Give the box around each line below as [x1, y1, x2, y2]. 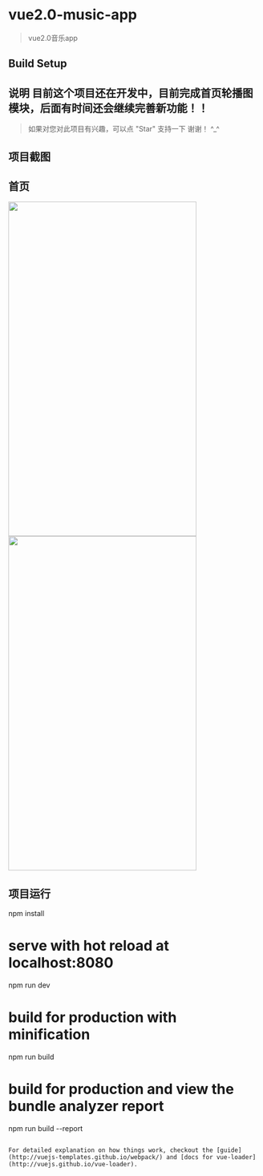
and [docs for [165, 1153, 214, 1161]
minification [8, 1025, 91, 1044]
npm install [8, 909, 45, 918]
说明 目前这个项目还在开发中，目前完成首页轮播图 [8, 86, 253, 99]
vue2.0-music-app [8, 6, 138, 24]
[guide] [216, 1146, 242, 1154]
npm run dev [8, 980, 51, 990]
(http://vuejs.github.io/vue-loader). [8, 1160, 138, 1168]
